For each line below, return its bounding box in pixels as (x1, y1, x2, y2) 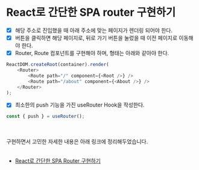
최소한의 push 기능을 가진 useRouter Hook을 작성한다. (14, 101, 145, 109)
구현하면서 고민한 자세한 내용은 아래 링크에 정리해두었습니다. (6, 138, 148, 145)
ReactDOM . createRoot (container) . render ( (6, 62, 110, 68)
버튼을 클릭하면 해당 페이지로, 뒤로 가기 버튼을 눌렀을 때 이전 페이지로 (14, 34, 178, 41)
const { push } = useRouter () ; (6, 113, 85, 120)
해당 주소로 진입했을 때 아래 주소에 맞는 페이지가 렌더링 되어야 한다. (14, 27, 173, 34)
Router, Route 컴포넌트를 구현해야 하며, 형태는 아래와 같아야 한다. (14, 50, 169, 57)
